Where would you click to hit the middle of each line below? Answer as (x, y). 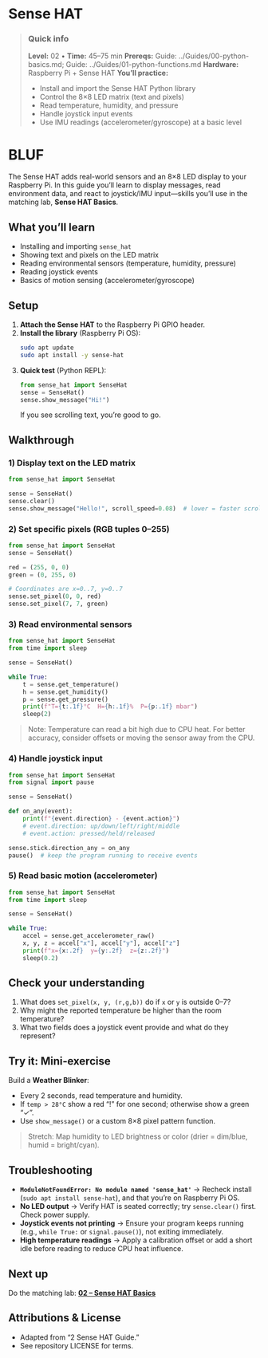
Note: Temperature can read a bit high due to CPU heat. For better (136, 730)
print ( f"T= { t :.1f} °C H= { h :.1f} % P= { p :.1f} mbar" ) (110, 707)
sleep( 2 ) (37, 714)
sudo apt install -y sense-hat (72, 355)
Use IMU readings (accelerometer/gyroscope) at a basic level (140, 122)
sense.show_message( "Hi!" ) (65, 400)
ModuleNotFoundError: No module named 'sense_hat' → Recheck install (136, 1190)
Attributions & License (65, 1318)
